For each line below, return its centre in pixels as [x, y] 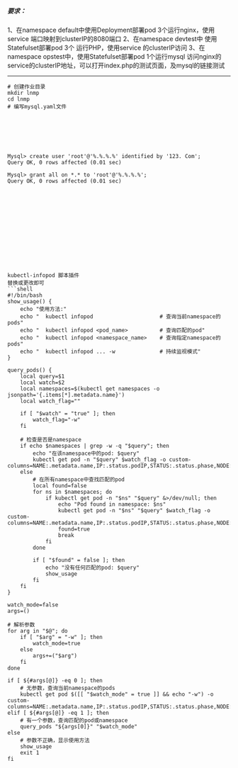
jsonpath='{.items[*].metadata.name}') [66, 395]
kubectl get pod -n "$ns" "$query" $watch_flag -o [134, 510]
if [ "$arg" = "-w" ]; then [61, 637]
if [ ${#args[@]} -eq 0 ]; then [55, 680]
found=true [74, 529]
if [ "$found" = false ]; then [79, 560]
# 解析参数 [21, 625]
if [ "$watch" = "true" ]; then [68, 413]
